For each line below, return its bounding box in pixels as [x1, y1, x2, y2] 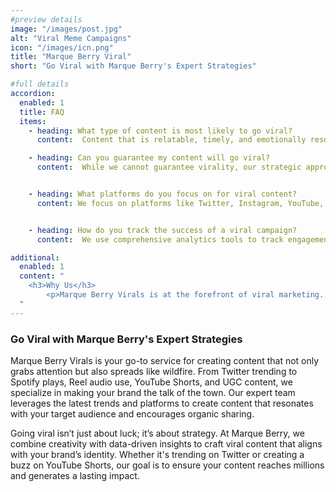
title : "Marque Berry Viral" [10, 52, 132, 62]
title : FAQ [19, 107, 65, 117]
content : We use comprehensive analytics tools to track [36, 234, 284, 245]
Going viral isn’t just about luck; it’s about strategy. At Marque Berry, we [10, 427, 305, 439]
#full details [10, 79, 70, 90]
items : [19, 116, 47, 126]
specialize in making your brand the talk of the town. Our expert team [10, 386, 296, 398]
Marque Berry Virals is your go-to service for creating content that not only [10, 354, 320, 366]
